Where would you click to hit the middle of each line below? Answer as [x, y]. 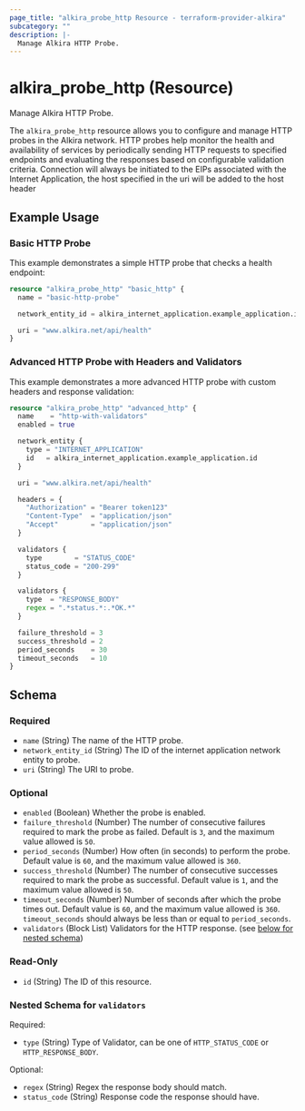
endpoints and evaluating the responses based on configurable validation [147, 160]
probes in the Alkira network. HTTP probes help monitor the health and [142, 141]
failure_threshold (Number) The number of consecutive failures [144, 822]
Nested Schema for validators [78, 1005]
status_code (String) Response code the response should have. [141, 1096]
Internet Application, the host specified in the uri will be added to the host [147, 179]
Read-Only [34, 961]
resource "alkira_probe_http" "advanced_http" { [103, 408]
